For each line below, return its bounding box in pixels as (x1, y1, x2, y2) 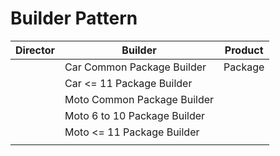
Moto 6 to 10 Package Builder (64, 108, 206, 122)
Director (15, 43, 55, 57)
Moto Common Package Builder (64, 92, 215, 106)
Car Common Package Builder (64, 60, 207, 74)
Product (224, 43, 264, 57)
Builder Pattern (10, 7, 138, 30)
